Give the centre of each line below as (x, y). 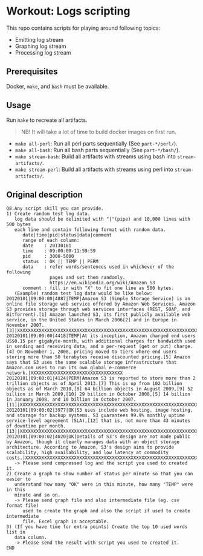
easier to (19, 479)
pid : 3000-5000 (48, 256)
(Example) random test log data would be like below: (83, 293)
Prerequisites (32, 72)
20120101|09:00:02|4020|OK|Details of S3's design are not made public (98, 437)
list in (16, 532)
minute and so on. (37, 495)
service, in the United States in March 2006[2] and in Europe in (92, 320)
